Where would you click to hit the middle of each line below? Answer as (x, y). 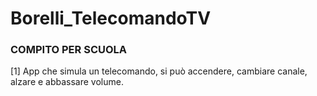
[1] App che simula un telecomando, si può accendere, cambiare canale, (159, 71)
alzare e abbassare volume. (67, 82)
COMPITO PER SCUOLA (69, 50)
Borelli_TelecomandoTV (111, 18)
